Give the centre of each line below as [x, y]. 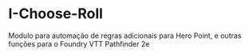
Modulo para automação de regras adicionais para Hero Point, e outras [125, 35]
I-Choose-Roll [56, 14]
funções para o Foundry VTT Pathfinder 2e [79, 43]
